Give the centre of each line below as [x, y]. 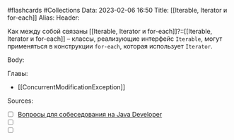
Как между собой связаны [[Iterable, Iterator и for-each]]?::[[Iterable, [110, 31]
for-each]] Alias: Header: [43, 18]
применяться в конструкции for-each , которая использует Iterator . [110, 46]
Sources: [21, 101]
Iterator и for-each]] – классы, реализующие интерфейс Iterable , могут [115, 39]
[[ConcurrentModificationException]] [71, 87]
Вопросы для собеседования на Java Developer [90, 114]
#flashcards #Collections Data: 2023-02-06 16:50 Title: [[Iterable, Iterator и [117, 10]
